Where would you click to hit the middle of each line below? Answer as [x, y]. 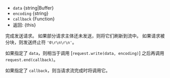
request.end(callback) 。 [32, 60]
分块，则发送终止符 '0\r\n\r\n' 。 [41, 42]
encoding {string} [30, 13]
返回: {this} [24, 25]
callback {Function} [34, 19]
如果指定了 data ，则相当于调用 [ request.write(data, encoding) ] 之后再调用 [85, 53]
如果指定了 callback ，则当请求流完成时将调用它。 [58, 70]
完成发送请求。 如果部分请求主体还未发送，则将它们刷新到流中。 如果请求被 [85, 36]
